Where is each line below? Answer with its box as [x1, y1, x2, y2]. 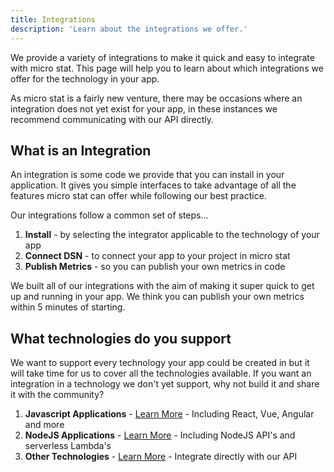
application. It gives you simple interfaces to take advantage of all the [10, 179, 297, 191]
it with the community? [10, 389, 105, 401]
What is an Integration [10, 142, 152, 159]
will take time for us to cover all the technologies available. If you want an [10, 367, 312, 380]
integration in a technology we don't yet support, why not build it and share [10, 378, 320, 390]
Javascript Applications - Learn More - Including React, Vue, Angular [24, 408, 315, 420]
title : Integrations [10, 14, 97, 25]
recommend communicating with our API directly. [10, 113, 214, 125]
